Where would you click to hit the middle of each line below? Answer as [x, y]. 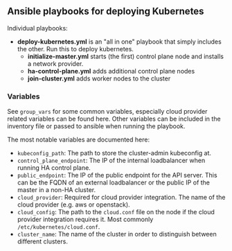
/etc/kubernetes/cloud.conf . [59, 227]
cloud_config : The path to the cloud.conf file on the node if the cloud [116, 212]
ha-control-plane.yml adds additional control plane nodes [111, 71]
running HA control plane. [54, 168]
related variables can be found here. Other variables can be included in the [114, 119]
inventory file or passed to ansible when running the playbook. [96, 126]
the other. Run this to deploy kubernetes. [75, 49]
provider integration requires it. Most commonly [85, 219]
